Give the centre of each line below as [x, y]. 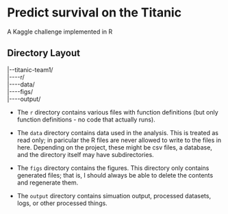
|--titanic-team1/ [30, 69]
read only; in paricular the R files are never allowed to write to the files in [119, 140]
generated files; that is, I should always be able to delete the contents [115, 175]
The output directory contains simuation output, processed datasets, [114, 195]
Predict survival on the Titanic [94, 13]
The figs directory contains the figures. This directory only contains [113, 168]
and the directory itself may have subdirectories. [85, 154]
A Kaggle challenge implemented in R [60, 32]
